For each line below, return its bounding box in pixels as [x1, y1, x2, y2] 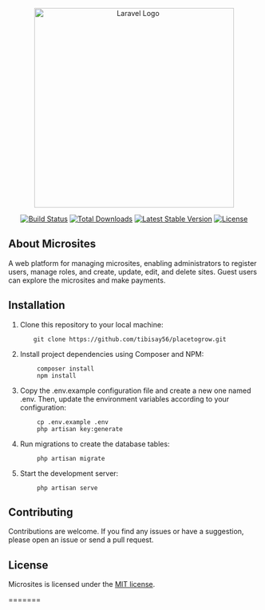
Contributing [8, 505, 73, 519]
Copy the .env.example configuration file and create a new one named [19, 386, 251, 395]
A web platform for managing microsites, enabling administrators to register [8, 258, 257, 267]
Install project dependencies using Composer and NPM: [19, 349, 204, 358]
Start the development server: [19, 468, 119, 478]
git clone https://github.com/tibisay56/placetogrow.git [33, 335, 227, 343]
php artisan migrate [37, 454, 105, 462]
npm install [37, 371, 77, 379]
